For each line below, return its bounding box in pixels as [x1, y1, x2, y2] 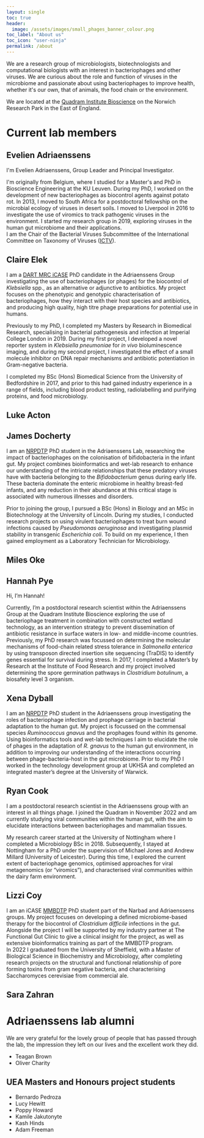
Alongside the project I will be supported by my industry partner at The [6, 926, 185, 933]
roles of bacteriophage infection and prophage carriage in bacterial [6, 716, 176, 723]
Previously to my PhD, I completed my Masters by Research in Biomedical [6, 322, 192, 329]
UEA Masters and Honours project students [6, 1077, 175, 1088]
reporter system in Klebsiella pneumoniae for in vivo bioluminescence [6, 341, 182, 349]
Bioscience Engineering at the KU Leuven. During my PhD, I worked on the [6, 184, 194, 192]
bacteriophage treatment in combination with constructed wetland [6, 617, 173, 624]
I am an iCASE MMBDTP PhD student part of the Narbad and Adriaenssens [6, 906, 194, 914]
